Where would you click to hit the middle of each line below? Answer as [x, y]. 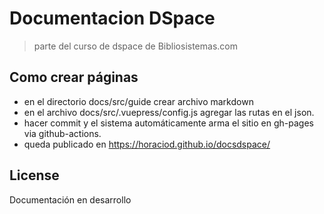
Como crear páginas [74, 77]
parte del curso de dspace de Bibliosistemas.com [135, 46]
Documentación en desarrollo [70, 199]
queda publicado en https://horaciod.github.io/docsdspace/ [147, 144]
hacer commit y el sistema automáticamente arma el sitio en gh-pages [168, 123]
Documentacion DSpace [112, 18]
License [34, 175]
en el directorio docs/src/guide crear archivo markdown [138, 101]
